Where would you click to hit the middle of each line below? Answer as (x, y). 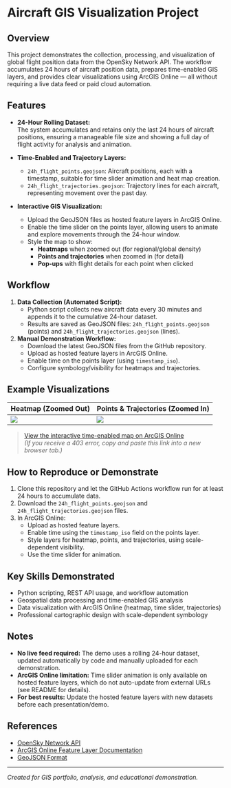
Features (26, 106)
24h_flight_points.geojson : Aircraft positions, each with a (110, 171)
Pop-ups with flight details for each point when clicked (115, 263)
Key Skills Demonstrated (61, 576)
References (32, 726)
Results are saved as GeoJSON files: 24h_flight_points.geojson (118, 324)
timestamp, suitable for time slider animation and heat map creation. (124, 178)
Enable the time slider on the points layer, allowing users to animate (123, 227)
